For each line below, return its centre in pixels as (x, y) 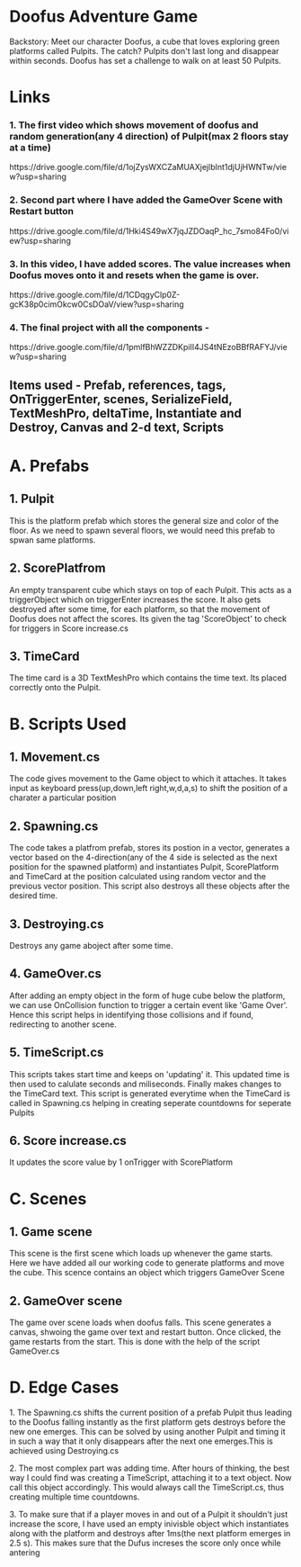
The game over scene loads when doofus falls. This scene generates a (141, 1323)
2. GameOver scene (66, 1301)
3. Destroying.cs (57, 924)
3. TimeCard (44, 656)
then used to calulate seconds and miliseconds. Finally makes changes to (145, 1084)
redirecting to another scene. (63, 1024)
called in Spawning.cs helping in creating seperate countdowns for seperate (150, 1103)
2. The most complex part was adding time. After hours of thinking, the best (150, 1468)
